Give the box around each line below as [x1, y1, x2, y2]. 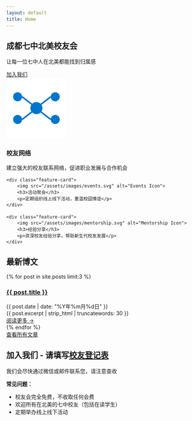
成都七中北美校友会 [6, 41, 78, 51]
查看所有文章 [6, 330, 38, 338]
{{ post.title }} [6, 288, 48, 296]
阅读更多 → [6, 316, 34, 324]
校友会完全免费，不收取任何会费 [14, 393, 94, 400]
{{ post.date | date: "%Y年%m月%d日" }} [6, 302, 108, 310]
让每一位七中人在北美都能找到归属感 [6, 58, 96, 65]
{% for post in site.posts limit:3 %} [6, 273, 91, 281]
